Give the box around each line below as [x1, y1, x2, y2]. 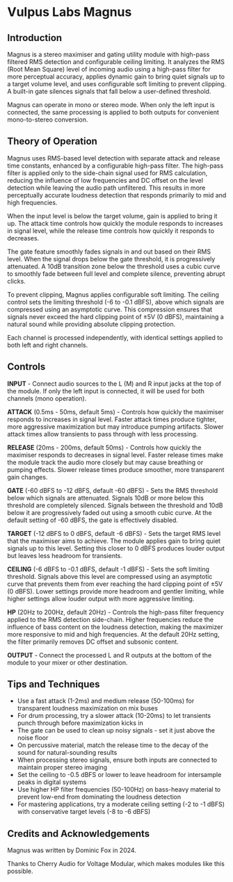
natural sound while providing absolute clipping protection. [7, 320, 176, 328]
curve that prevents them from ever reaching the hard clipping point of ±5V [7, 580, 223, 588]
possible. [7, 867, 33, 876]
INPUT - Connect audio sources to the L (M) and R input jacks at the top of [7, 379, 221, 388]
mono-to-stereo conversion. [7, 115, 88, 124]
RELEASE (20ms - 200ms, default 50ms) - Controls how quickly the [7, 443, 202, 452]
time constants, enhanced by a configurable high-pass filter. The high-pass [7, 161, 224, 170]
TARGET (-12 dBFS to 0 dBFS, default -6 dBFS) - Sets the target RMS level [7, 529, 221, 537]
